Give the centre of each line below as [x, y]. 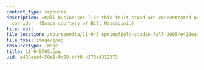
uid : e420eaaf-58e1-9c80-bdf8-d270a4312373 [62, 57]
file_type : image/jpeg [35, 40]
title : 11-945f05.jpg [34, 52]
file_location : [25, 35]
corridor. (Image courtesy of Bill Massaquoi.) [73, 23]
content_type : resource [36, 12]
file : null [20, 29]
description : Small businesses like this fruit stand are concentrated [99, 18]
